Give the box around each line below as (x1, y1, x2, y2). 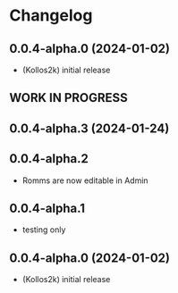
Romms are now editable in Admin (21, 175, 149, 186)
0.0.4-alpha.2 (9, 151, 89, 166)
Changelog (9, 5, 93, 26)
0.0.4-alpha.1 (9, 200, 86, 215)
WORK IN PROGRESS (9, 90, 128, 105)
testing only (21, 224, 66, 235)
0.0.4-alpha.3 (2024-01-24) (9, 121, 170, 136)
